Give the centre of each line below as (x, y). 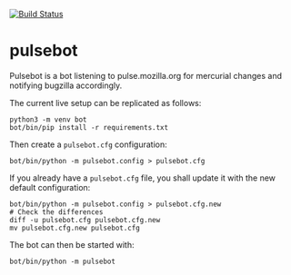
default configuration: (50, 187)
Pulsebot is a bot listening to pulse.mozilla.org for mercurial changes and (145, 75)
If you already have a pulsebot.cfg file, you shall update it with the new (142, 178)
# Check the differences (56, 212)
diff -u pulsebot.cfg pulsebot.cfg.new (85, 220)
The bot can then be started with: (72, 244)
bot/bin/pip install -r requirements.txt (89, 127)
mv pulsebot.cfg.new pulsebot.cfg (75, 228)
